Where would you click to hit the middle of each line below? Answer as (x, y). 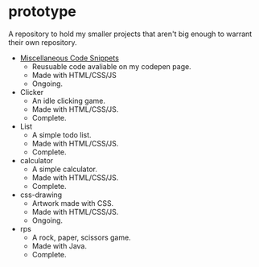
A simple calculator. (65, 169)
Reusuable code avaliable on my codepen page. (111, 66)
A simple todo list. (62, 134)
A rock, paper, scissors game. (81, 237)
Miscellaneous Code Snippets (69, 58)
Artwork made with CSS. (73, 203)
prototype (42, 12)
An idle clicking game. (69, 101)
